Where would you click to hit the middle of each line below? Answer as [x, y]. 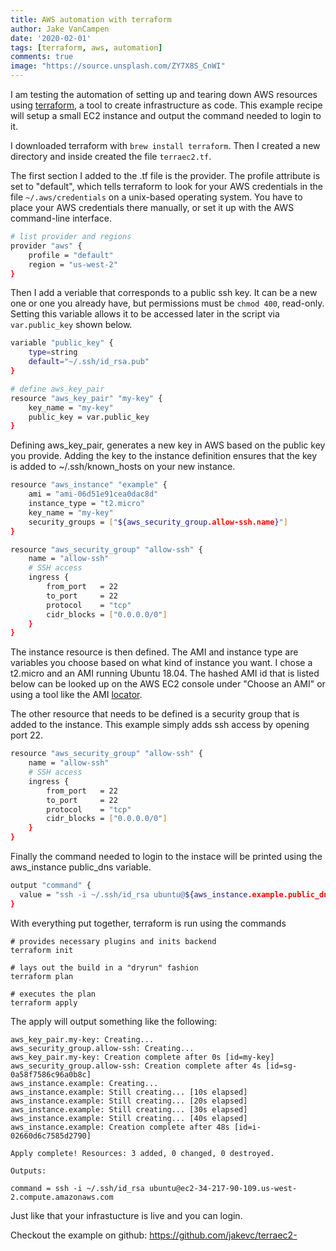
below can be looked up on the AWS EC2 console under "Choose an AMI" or [168, 684]
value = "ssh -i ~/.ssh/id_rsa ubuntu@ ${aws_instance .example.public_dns [176, 894]
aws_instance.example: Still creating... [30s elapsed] [129, 1109]
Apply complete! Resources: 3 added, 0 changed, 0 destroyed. [142, 1153]
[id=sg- [281, 1066]
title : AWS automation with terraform [91, 19]
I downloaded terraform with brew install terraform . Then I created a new [165, 145]
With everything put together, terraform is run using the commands [148, 923]
